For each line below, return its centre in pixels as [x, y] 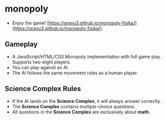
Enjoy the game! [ [30, 23]
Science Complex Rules [43, 89]
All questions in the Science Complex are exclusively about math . [81, 112]
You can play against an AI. [40, 67]
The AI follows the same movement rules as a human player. [75, 73]
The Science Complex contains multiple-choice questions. [74, 106]
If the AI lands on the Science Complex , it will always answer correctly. [87, 101]
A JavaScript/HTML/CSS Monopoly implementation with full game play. [87, 56]
